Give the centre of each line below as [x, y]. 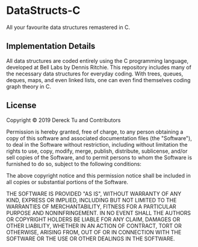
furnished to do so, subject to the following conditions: [74, 164]
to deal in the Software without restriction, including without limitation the [97, 144]
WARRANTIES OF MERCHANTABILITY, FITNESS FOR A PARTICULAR [91, 207]
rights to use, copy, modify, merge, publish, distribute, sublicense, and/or [97, 151]
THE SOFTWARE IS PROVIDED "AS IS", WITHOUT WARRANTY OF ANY [94, 193]
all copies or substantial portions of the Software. [67, 182]
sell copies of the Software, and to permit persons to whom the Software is [99, 157]
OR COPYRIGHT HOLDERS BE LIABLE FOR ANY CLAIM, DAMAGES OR [93, 219]
